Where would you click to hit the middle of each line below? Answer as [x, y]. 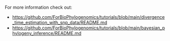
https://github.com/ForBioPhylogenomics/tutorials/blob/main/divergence [88, 17]
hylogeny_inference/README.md [47, 33]
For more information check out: [38, 7]
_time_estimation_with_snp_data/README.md [60, 23]
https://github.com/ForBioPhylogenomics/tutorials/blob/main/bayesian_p [88, 28]
